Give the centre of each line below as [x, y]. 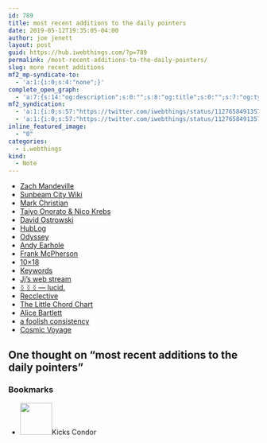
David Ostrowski [46, 220]
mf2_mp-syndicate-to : [44, 75]
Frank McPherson [49, 254]
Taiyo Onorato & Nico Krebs [65, 212]
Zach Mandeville [47, 186]
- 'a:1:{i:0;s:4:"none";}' [60, 82]
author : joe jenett [41, 38]
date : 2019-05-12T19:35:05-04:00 [64, 30]
